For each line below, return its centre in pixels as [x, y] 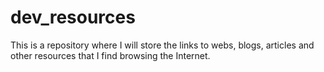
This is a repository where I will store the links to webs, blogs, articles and [162, 45]
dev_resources [73, 17]
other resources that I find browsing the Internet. [110, 55]
